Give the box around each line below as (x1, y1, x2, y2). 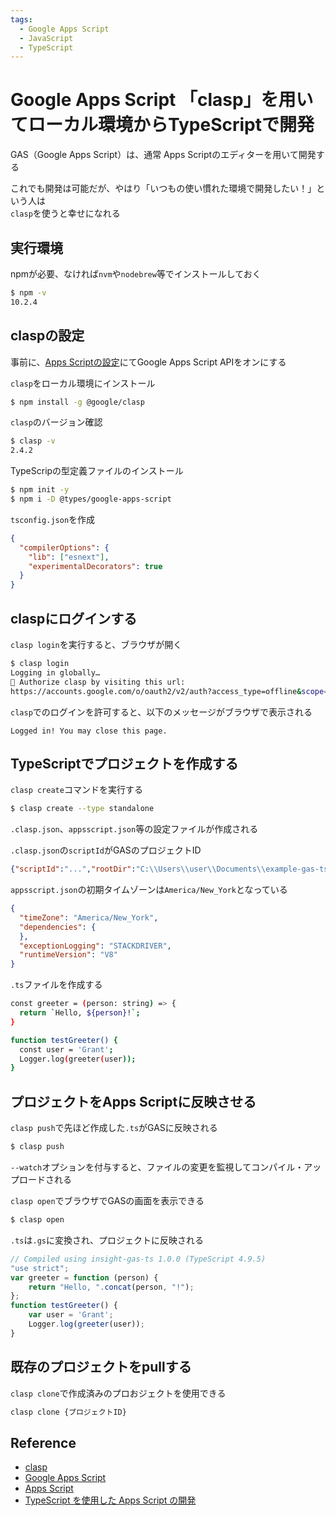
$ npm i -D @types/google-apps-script (10, 494, 172, 505)
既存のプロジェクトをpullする (10, 1359, 192, 1376)
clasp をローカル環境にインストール (10, 377, 156, 389)
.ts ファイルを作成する (10, 979, 103, 991)
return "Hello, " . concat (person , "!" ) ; (28, 1282, 195, 1292)
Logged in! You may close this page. (10, 726, 168, 736)
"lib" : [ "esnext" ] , (28, 552, 110, 562)
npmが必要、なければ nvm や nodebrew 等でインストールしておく (10, 268, 262, 280)
